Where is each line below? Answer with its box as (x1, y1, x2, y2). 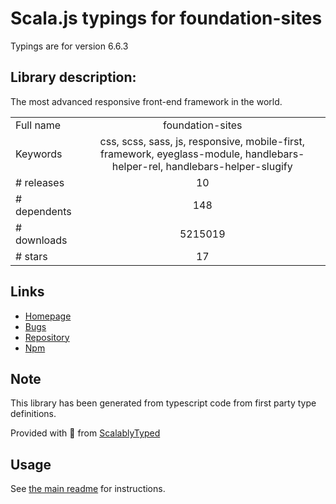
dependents (15, 204, 72, 218)
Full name (15, 118, 62, 132)
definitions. (10, 408, 57, 420)
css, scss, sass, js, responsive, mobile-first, (99, 134, 306, 148)
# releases (15, 175, 65, 189)
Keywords (15, 147, 63, 161)
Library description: (10, 69, 137, 86)
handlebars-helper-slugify (165, 159, 293, 173)
